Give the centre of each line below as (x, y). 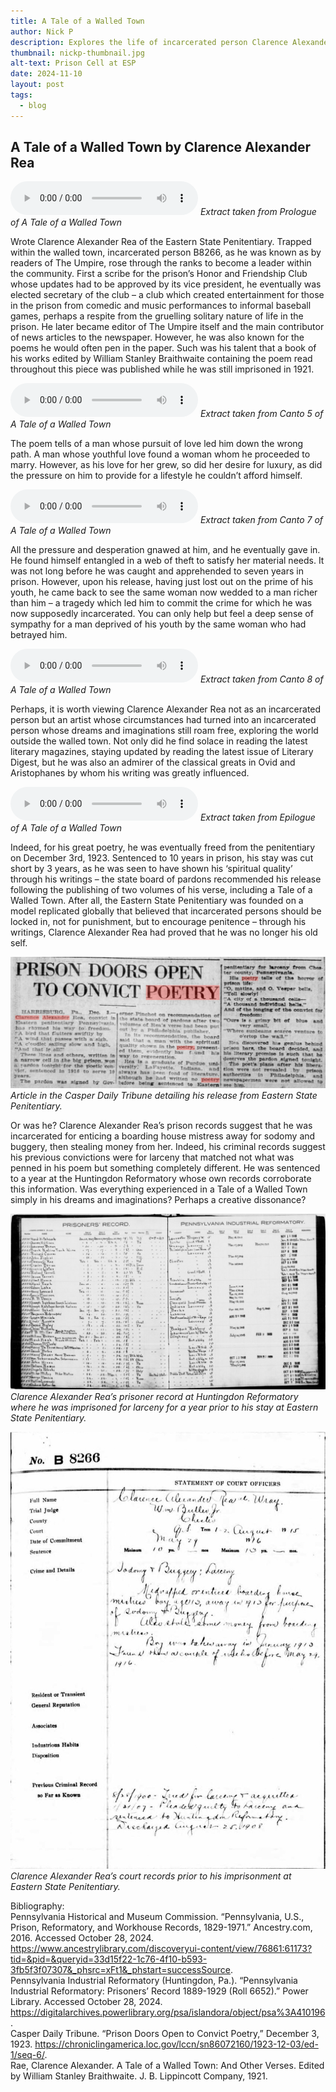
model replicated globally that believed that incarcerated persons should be (166, 911)
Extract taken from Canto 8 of (261, 679)
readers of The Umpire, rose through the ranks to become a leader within (161, 263)
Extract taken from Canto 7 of (261, 520)
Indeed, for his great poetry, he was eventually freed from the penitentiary (163, 847)
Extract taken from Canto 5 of (261, 414)
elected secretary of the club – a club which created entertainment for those (167, 295)
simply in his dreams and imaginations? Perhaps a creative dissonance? (158, 1199)
